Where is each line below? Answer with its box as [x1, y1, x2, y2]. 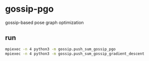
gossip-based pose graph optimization [5, 20, 84, 25]
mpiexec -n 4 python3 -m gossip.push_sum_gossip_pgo [5, 46, 116, 52]
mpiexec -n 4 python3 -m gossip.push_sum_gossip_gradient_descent [5, 51, 145, 56]
